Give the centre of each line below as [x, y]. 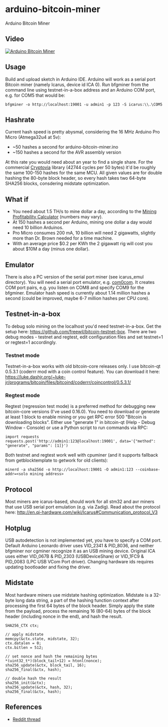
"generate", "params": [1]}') [37, 446]
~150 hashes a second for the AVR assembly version [67, 153]
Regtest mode [23, 395]
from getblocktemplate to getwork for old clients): [57, 460]
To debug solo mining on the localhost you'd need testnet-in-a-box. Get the [83, 326]
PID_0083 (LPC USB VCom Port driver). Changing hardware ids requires [79, 562]
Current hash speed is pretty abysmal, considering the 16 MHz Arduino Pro [82, 132]
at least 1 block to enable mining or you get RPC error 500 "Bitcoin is [76, 417]
